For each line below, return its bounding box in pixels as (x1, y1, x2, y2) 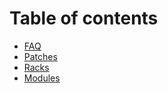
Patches (23, 50, 58, 62)
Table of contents (9, 7, 159, 30)
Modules (23, 72, 61, 84)
